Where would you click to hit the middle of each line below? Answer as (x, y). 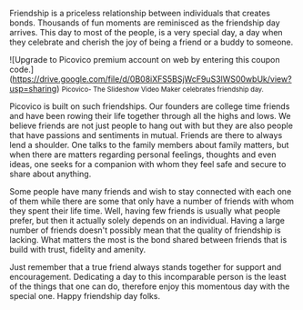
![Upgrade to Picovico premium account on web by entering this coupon (145, 60)
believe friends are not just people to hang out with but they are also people (151, 125)
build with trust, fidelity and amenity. (78, 250)
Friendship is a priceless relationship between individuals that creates (140, 13)
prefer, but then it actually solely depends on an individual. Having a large (147, 220)
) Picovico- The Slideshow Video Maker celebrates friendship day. (160, 89)
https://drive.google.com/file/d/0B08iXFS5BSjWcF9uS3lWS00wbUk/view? (152, 79)
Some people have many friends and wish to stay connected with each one (151, 191)
